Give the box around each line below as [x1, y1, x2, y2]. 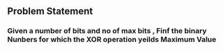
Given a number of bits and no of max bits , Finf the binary [7, 26, 207, 36]
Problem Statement [7, 6, 93, 17]
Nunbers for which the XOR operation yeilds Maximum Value [7, 34, 217, 44]
